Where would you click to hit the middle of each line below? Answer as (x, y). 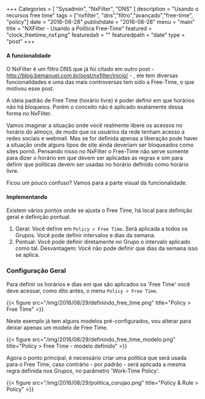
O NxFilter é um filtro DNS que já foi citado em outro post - (80, 69)
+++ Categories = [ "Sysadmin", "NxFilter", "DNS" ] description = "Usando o (102, 9)
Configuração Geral (36, 271)
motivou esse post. (30, 89)
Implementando (27, 197)
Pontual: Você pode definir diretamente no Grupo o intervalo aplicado (103, 242)
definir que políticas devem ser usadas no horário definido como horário (98, 164)
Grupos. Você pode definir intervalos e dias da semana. (85, 235)
